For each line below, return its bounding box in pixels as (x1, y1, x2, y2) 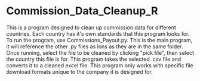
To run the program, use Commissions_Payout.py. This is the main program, (6, 36, 193, 43)
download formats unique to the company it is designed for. (6, 68, 153, 75)
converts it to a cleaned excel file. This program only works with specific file (6, 61, 193, 69)
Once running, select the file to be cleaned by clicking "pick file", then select (6, 49, 194, 56)
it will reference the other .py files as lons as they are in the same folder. (6, 43, 183, 50)
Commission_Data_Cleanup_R (6, 4, 158, 18)
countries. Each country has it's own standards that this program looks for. (6, 30, 190, 37)
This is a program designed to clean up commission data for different (6, 24, 176, 31)
